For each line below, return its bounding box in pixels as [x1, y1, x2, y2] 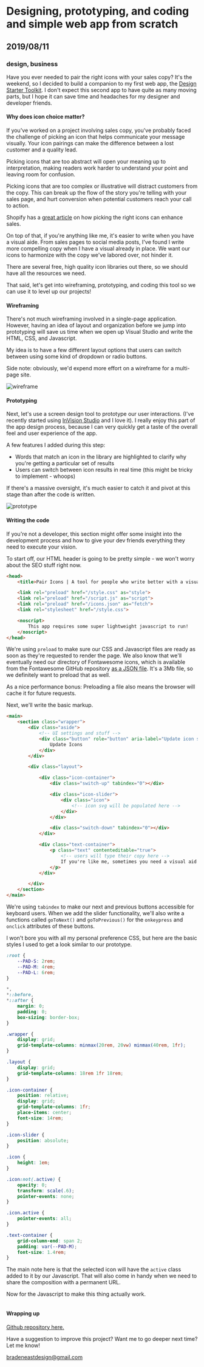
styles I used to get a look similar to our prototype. [6, 941, 132, 948]
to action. [6, 202, 30, 209]
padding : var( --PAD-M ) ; [17, 1244, 78, 1250]
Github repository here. [6, 1323, 65, 1331]
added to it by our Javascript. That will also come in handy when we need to [6, 1272, 197, 1279]
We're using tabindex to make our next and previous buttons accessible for [6, 903, 194, 910]
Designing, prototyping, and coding [6, 4, 189, 18]
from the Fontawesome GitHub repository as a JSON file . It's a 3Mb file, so [6, 665, 193, 673]
